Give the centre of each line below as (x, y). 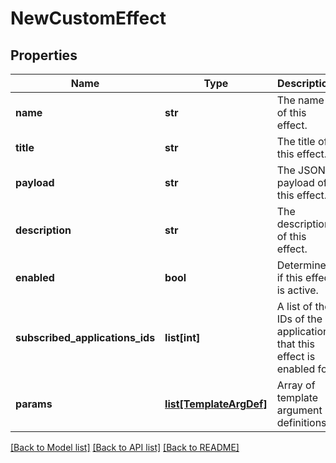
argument (299, 410)
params (34, 404)
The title (296, 141)
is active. (297, 290)
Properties (44, 55)
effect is (296, 356)
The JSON (301, 170)
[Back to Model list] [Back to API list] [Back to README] (125, 447)
